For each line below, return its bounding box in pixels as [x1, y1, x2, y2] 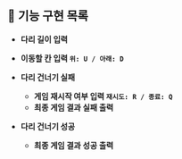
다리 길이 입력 [20, 34, 68, 45]
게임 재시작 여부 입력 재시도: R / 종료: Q [33, 90, 173, 101]
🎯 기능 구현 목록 [7, 8, 89, 24]
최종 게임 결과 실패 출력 [33, 102, 114, 113]
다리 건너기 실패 [20, 71, 76, 82]
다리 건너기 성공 [20, 121, 76, 131]
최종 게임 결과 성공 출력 [33, 139, 114, 150]
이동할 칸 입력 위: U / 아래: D [20, 53, 125, 63]
